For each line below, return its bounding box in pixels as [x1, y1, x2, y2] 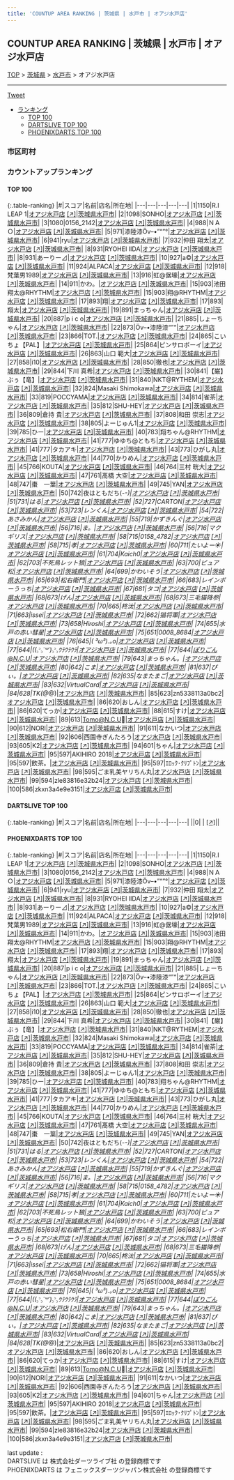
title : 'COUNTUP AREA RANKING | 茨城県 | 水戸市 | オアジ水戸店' [7, 10, 188, 17]
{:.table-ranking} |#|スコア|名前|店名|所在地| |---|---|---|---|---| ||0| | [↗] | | [7, 818, 220, 826]
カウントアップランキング [7, 167, 93, 177]
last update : [7, 1448, 43, 1457]
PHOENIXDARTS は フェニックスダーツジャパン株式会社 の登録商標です [7, 1465, 212, 1474]
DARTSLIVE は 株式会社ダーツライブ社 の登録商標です [7, 1456, 162, 1465]
